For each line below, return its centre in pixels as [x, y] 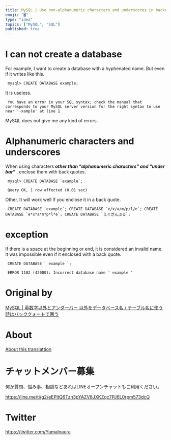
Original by [29, 293]
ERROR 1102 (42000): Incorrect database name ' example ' [70, 272]
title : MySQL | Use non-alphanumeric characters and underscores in [79, 10]
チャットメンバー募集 [50, 371]
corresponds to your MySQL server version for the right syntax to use [83, 107]
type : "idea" [19, 19]
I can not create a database [64, 54]
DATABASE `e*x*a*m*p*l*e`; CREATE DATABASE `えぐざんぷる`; [68, 214]
